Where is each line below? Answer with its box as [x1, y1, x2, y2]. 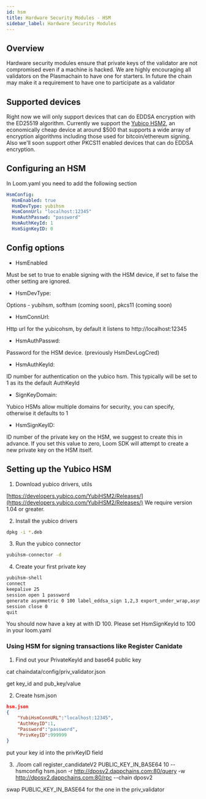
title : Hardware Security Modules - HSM [6, 15, 112, 21]
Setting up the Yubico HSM [6, 464, 112, 474]
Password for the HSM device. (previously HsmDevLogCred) [6, 349, 160, 356]
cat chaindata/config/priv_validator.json [6, 668, 106, 675]
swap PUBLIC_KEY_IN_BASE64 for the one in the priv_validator [6, 785, 165, 793]
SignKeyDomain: [15, 391, 58, 398]
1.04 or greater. [6, 505, 45, 512]
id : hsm [6, 9, 26, 15]
